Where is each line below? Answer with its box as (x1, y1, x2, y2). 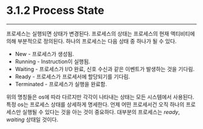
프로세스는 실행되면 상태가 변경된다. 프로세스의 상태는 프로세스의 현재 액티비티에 (6, 30, 195, 37)
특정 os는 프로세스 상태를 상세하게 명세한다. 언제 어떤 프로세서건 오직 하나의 (6, 101, 185, 108)
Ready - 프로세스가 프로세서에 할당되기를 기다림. (14, 73, 130, 80)
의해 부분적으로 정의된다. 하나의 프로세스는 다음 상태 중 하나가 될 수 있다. (6, 37, 177, 45)
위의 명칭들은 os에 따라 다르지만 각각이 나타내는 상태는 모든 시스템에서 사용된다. (6, 93, 195, 100)
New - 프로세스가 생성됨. (14, 50, 74, 57)
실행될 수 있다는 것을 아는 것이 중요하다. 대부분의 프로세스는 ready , (22, 108, 180, 115)
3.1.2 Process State (6, 4, 105, 17)
